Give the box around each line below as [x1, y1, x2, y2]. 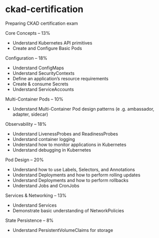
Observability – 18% [5, 121, 47, 127]
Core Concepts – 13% [5, 30, 50, 36]
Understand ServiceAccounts [12, 86, 74, 92]
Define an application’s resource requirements [12, 75, 109, 81]
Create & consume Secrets [12, 81, 69, 87]
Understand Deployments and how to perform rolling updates [12, 172, 140, 178]
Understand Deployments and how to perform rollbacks [12, 177, 129, 183]
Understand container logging [12, 136, 75, 142]
